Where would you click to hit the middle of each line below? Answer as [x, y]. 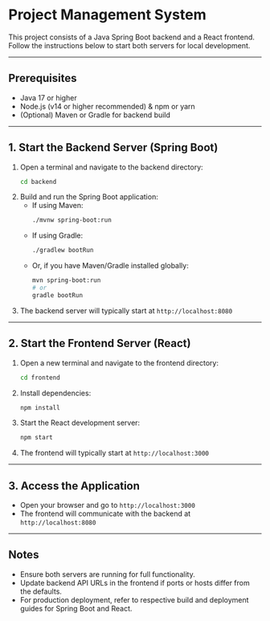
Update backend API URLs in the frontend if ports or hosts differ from [135, 582]
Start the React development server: [80, 423]
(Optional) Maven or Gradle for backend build [95, 115]
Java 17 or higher [49, 97]
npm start [37, 438]
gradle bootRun [57, 295]
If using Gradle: [57, 235]
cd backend [38, 182]
